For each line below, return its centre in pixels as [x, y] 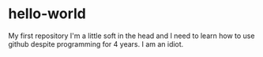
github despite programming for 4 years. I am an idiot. [96, 44]
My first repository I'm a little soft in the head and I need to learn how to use [131, 36]
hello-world [47, 14]
